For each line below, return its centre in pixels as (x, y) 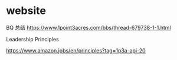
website (26, 11)
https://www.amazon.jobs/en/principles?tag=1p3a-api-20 (76, 50)
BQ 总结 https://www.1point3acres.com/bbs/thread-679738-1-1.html (88, 27)
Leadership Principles (32, 39)
